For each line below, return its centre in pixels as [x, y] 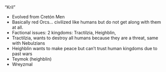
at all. [17, 27]
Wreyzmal [22, 64]
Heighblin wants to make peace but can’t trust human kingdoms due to [84, 48]
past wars [22, 54]
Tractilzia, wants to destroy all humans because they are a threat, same [85, 38]
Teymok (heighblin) [32, 59]
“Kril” [10, 7]
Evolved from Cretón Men [38, 17]
